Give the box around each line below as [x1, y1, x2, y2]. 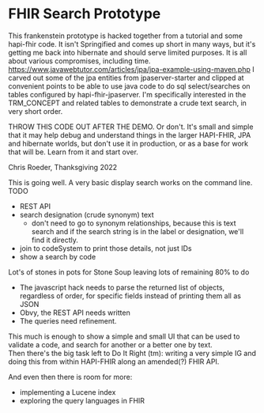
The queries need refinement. [19, 316, 117, 325]
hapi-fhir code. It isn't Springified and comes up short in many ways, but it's [8, 39, 256, 48]
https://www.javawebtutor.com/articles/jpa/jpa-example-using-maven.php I [8, 64, 255, 74]
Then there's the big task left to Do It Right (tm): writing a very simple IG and [8, 348, 257, 358]
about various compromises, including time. [8, 56, 151, 66]
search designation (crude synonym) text [19, 210, 154, 219]
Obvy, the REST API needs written [19, 308, 130, 317]
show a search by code [19, 252, 96, 261]
